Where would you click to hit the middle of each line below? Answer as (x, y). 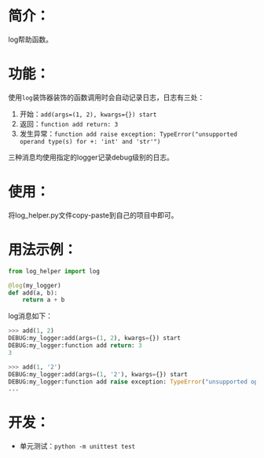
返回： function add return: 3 (69, 123)
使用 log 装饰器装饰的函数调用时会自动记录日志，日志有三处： (106, 97)
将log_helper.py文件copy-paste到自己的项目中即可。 (93, 215)
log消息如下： (31, 316)
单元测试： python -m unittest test (77, 446)
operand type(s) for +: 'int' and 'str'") (90, 141)
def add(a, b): (33, 293)
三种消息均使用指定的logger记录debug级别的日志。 (91, 157)
